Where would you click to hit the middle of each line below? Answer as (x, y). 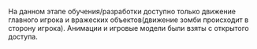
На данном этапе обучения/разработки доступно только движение (122, 11)
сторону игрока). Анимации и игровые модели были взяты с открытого (129, 28)
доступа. (23, 36)
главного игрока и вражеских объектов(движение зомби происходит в (128, 20)
